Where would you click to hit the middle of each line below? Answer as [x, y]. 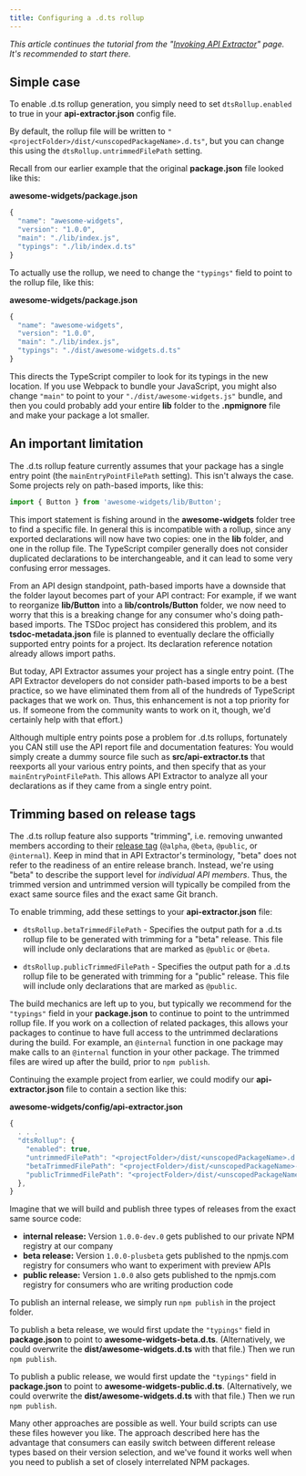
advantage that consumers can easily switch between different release [143, 1443]
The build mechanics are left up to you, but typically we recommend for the [151, 1003]
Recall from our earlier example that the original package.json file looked [147, 169]
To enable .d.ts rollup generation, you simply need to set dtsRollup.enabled [151, 104]
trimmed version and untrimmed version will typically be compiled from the [150, 885]
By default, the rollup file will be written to [87, 131]
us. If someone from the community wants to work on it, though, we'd [140, 710]
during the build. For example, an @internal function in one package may [147, 1043]
